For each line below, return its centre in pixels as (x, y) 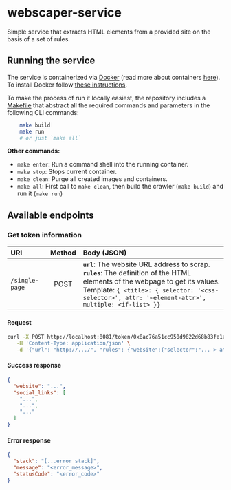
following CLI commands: (43, 112)
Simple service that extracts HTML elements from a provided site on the (109, 32)
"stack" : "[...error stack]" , (56, 461)
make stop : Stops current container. (67, 172)
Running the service (51, 61)
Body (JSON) (105, 253)
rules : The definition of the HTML (137, 273)
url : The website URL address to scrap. (146, 264)
